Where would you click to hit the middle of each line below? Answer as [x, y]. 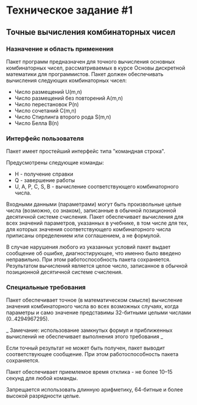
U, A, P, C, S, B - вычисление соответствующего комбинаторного [97, 187]
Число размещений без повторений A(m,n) [69, 98]
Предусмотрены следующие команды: [55, 163]
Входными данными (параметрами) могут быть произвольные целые [94, 205]
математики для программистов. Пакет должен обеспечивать [85, 74]
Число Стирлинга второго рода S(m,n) [63, 117]
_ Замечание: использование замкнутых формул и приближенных [89, 330]
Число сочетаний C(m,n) [45, 110]
